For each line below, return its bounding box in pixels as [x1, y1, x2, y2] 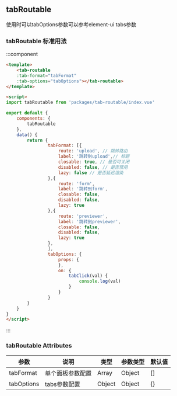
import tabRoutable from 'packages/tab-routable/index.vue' [6, 99, 155, 106]
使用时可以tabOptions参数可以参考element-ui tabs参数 [6, 20, 137, 28]
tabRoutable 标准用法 [6, 37, 67, 45]
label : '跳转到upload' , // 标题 [58, 154, 130, 159]
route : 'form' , [58, 180, 95, 186]
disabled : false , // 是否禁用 [58, 164, 128, 170]
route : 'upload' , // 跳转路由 [58, 148, 128, 154]
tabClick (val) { [68, 273, 108, 279]
